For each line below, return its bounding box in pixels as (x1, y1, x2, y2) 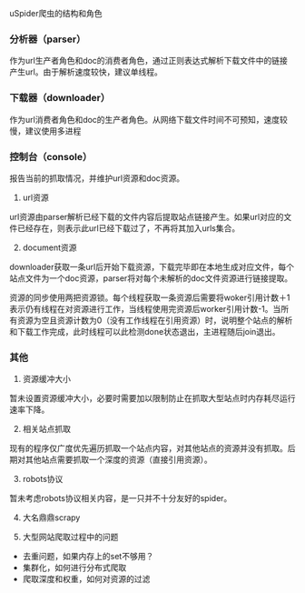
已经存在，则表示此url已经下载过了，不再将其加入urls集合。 (16, 222, 241, 234)
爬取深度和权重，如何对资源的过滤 (22, 574, 151, 585)
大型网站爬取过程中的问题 (22, 531, 119, 543)
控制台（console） (9, 150, 93, 163)
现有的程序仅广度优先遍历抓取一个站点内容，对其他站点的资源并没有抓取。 (9, 443, 288, 454)
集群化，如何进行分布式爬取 (22, 562, 127, 573)
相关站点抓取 (22, 424, 71, 435)
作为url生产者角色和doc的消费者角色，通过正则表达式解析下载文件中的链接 (9, 55, 289, 66)
